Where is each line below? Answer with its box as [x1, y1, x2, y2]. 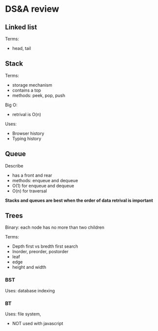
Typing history [12, 136, 42, 142]
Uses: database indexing [5, 287, 55, 293]
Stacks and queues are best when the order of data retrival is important [5, 197, 153, 203]
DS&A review [5, 3, 60, 15]
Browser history [12, 130, 45, 136]
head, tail [12, 46, 31, 51]
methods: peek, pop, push [12, 92, 65, 98]
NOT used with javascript [12, 321, 64, 327]
